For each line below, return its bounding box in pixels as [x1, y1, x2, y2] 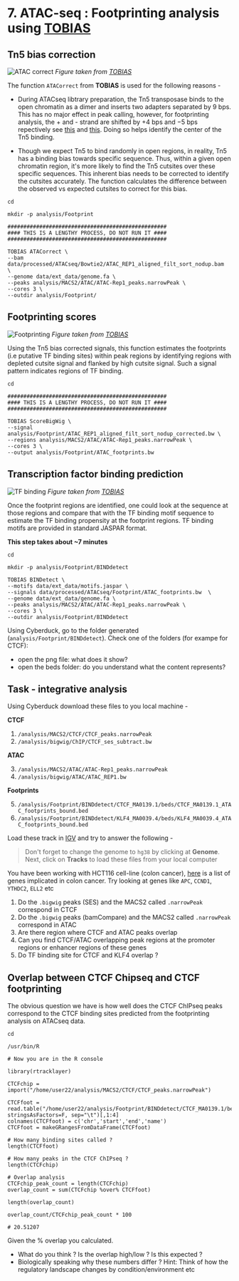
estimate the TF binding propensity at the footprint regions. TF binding [7, 516, 213, 524]
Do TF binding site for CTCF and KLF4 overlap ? [17, 951, 159, 960]
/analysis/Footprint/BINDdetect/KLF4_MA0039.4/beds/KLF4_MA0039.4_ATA [17, 815, 232, 822]
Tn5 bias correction [7, 48, 96, 61]
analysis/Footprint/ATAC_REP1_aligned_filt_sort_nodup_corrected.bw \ [7, 430, 221, 437]
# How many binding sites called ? [7, 1136, 113, 1144]
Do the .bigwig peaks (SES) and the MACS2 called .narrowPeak [17, 898, 203, 906]
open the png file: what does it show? [17, 655, 128, 663]
